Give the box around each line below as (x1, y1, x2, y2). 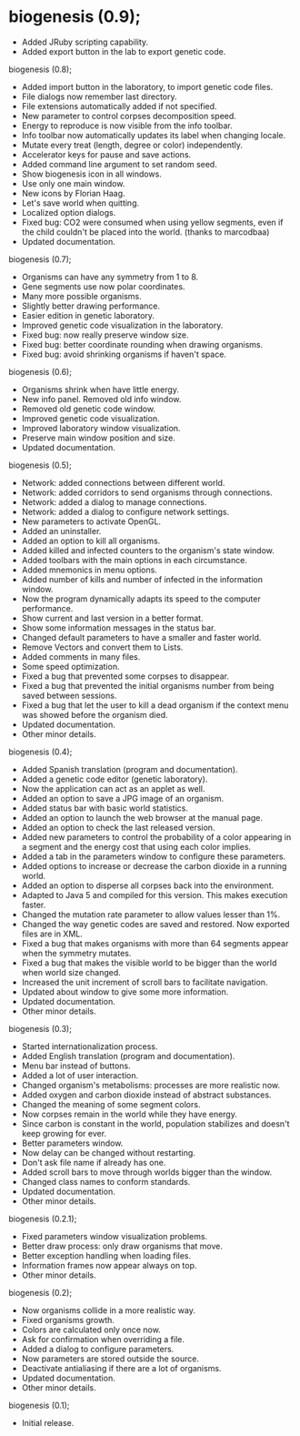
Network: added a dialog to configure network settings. (21, 506, 229, 517)
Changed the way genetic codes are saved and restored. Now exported (21, 918, 290, 929)
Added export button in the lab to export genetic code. (21, 46, 226, 56)
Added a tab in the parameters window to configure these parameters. (21, 851, 286, 862)
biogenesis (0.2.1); (8, 1213, 77, 1224)
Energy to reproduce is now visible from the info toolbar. (21, 120, 233, 131)
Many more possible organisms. (21, 290, 142, 301)
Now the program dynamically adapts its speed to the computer (21, 593, 261, 604)
